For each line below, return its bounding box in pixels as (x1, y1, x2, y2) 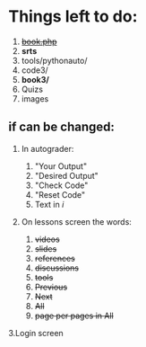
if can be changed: (8, 120, 116, 135)
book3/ (21, 74, 50, 85)
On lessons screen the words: (21, 216, 132, 227)
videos (34, 234, 60, 245)
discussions (34, 262, 80, 273)
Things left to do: (8, 6, 138, 27)
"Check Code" (34, 180, 89, 191)
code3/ (21, 65, 48, 76)
